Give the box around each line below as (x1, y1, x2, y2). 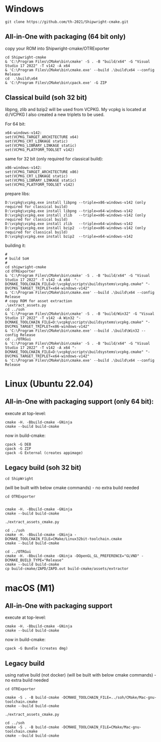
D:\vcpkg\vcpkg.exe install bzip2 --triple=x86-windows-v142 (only (5, 226, 146, 230)
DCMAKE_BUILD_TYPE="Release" (5, 558, 64, 563)
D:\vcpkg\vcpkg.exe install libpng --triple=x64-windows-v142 (5, 209, 133, 213)
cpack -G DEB (5, 442, 31, 447)
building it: (5, 242, 26, 248)
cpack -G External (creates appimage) (5, 450, 83, 455)
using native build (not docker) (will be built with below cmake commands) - (5, 672, 156, 678)
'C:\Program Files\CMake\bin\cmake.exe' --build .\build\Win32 (9, 328, 139, 333)
